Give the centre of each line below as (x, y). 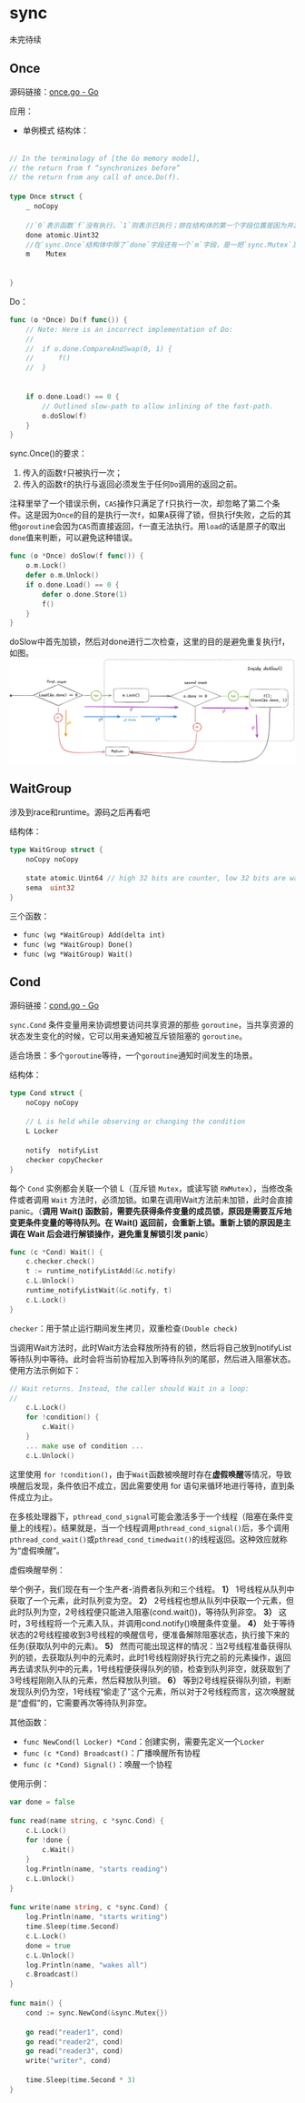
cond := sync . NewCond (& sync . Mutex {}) (97, 2013)
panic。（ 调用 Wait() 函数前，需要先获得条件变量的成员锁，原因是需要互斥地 (151, 1211)
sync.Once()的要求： (49, 454)
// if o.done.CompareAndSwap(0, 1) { (99, 348)
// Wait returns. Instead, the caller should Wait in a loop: (129, 1389)
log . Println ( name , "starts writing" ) (97, 1917)
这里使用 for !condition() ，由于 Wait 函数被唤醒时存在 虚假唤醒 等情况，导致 (151, 1474)
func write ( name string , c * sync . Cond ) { (89, 1907)
